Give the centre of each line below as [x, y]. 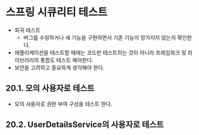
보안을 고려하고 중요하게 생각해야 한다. [59, 67]
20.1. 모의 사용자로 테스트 [50, 88]
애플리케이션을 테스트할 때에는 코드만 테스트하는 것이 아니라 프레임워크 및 [100, 52]
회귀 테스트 [27, 30]
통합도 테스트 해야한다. [67, 60]
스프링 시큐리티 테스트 [57, 12]
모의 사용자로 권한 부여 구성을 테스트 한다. [63, 104]
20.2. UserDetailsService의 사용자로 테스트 [85, 124]
